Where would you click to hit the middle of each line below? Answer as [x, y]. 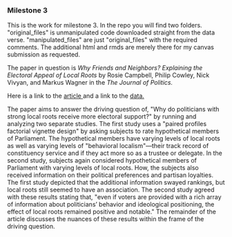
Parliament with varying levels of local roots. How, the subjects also [103, 168]
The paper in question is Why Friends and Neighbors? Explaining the [105, 68]
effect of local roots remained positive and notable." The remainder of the [112, 212]
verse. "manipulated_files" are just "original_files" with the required [103, 40]
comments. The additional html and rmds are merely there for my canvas [110, 48]
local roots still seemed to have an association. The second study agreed [111, 190]
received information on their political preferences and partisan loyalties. [110, 175]
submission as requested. [44, 54]
